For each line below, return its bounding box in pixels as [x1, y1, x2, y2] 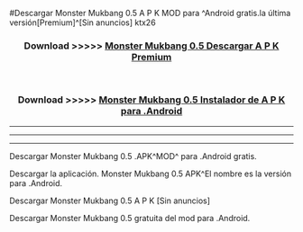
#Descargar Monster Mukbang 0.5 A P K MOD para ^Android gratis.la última [9, 8, 291, 18]
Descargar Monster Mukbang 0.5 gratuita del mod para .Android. [9, 212, 251, 223]
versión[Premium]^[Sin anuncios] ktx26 [9, 17, 156, 28]
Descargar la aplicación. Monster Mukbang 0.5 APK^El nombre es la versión [9, 168, 291, 179]
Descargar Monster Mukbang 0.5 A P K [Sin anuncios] [9, 195, 210, 206]
